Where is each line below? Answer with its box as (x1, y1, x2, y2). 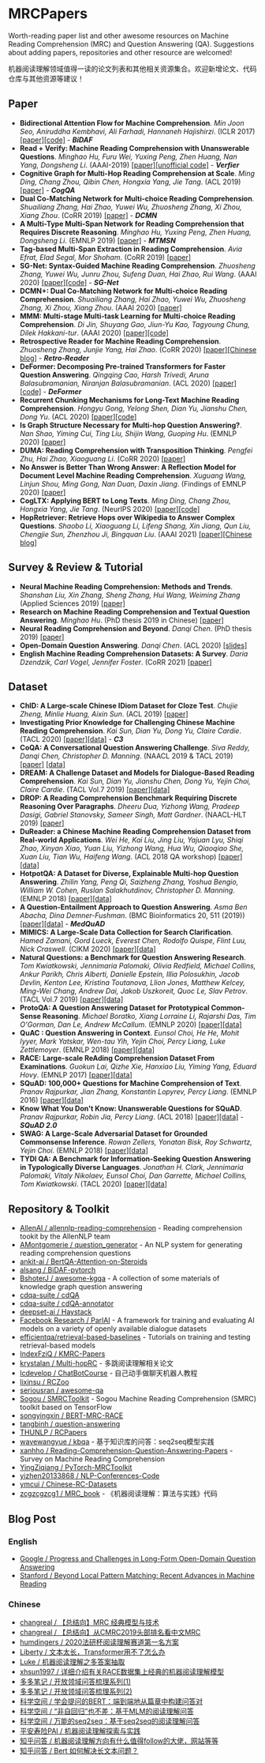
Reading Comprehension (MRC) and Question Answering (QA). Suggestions (8, 39, 255, 48)
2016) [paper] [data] (19, 1096, 84, 1105)
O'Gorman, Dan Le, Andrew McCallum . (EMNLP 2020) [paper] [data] (19, 1020, 242, 1029)
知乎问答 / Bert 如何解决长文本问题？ (19, 1746, 140, 1756)
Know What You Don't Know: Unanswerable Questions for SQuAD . (19, 1103, 242, 1114)
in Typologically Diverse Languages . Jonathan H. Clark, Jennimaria (19, 1163, 244, 1172)
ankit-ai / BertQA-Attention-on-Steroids (19, 1257, 148, 1266)
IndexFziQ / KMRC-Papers (19, 1349, 106, 1359)
